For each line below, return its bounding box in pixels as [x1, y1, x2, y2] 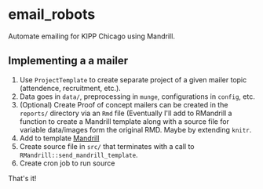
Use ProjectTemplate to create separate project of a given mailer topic [19, 75, 247, 84]
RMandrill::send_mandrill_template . [19, 150, 139, 159]
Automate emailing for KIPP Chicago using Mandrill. [8, 31, 175, 41]
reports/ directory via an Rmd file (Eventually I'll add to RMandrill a [19, 108, 232, 118]
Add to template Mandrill [19, 133, 100, 143]
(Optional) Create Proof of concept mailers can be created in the [19, 100, 228, 109]
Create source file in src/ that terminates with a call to [19, 141, 195, 151]
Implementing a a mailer [8, 54, 129, 67]
